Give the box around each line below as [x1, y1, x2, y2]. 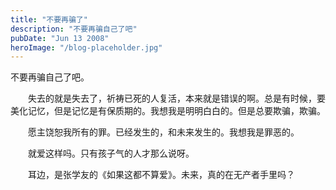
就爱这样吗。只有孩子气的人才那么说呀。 [27, 147, 195, 160]
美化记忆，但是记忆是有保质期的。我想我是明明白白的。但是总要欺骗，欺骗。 [10, 105, 326, 117]
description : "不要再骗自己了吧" [10, 24, 138, 34]
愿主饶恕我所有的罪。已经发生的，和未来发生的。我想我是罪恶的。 [27, 126, 300, 138]
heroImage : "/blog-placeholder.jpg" [10, 42, 163, 53]
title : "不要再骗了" [10, 14, 88, 25]
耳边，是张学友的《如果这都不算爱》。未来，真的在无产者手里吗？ [27, 169, 295, 181]
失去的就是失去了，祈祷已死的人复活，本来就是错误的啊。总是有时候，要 [27, 92, 326, 105]
